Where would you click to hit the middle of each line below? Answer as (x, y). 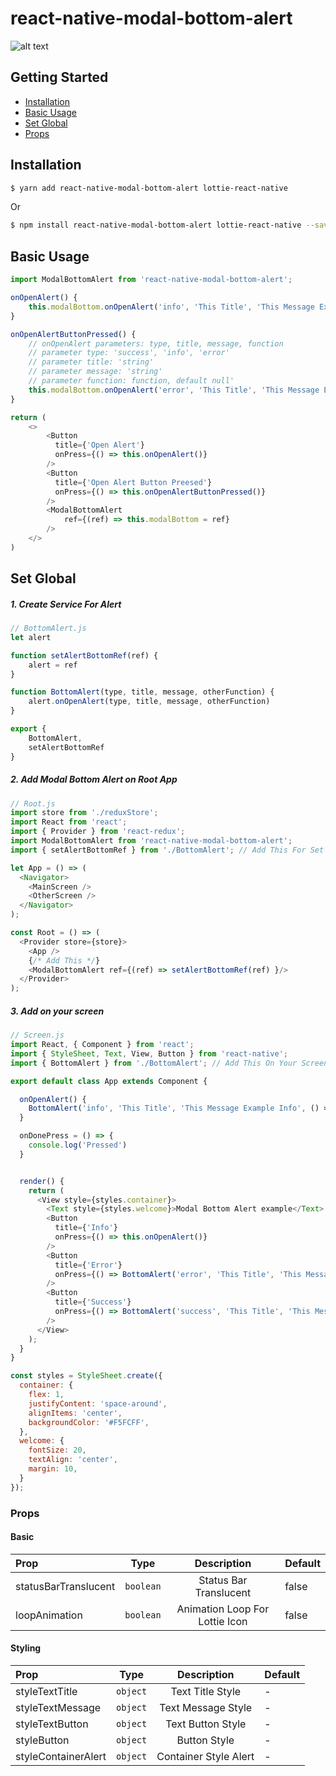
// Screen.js (37, 1035)
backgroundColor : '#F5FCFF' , (89, 1422)
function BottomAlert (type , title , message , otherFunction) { (142, 692)
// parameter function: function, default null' (131, 381)
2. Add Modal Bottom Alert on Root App (94, 779)
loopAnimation (49, 1615)
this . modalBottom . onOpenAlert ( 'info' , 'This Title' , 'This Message (171, 307)
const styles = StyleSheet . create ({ (86, 1376)
